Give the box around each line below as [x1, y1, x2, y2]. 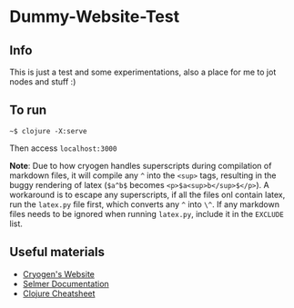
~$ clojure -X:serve [9, 126, 88, 135]
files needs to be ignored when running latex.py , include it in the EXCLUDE [9, 208, 284, 219]
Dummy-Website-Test [9, 6, 180, 27]
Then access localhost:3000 [9, 143, 117, 154]
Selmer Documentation [22, 278, 109, 289]
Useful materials [9, 244, 106, 260]
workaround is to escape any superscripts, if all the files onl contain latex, [9, 189, 286, 200]
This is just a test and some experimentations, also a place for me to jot [9, 66, 277, 77]
